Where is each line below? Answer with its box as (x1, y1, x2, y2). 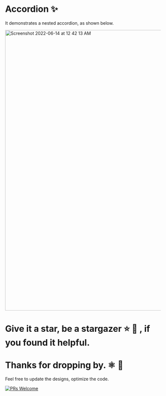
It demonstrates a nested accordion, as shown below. (5, 20, 114, 26)
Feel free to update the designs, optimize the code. (5, 376, 109, 382)
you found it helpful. (5, 337, 90, 349)
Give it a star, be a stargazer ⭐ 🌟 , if (5, 323, 150, 334)
